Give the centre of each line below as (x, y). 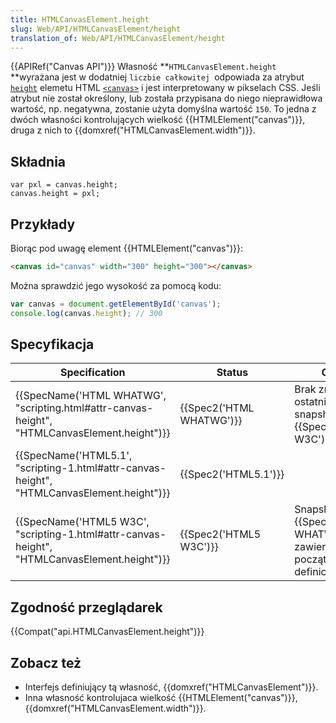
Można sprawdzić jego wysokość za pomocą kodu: (116, 285)
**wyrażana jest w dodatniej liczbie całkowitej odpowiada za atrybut (157, 77)
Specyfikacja (52, 344)
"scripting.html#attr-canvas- (84, 408)
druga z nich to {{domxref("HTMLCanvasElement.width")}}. (133, 130)
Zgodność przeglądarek (86, 607)
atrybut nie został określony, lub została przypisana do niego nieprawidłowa (166, 98)
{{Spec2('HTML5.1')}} (232, 474)
